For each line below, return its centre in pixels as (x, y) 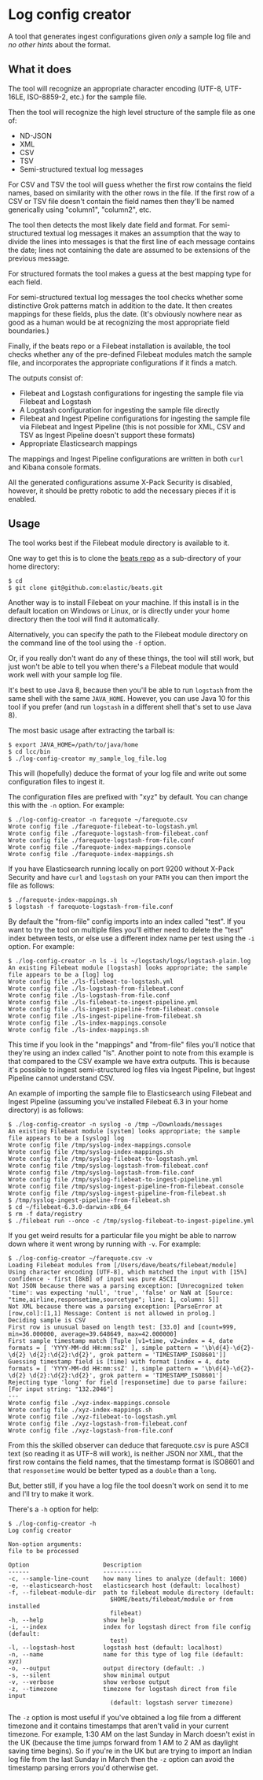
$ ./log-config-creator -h (52, 1523)
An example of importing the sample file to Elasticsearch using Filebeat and (130, 1093)
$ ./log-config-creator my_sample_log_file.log (88, 758)
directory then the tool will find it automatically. (84, 619)
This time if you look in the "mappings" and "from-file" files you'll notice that (131, 1044)
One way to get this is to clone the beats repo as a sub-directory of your (125, 558)
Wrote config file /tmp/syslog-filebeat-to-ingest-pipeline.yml (115, 1179)
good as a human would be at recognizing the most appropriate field (119, 322)
